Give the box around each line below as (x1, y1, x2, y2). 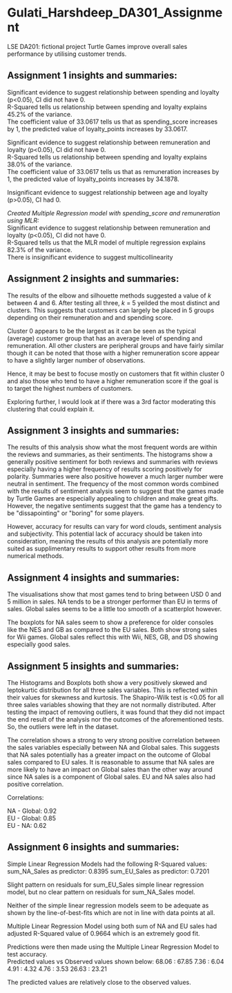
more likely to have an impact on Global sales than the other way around (7, 765, 213, 773)
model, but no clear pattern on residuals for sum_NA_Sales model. (7, 887, 195, 896)
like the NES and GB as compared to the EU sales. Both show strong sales (7, 626, 217, 634)
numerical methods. (7, 552, 64, 560)
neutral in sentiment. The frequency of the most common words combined (7, 480, 219, 488)
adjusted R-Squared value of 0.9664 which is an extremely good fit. (7, 929, 200, 937)
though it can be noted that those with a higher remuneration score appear (7, 349, 220, 357)
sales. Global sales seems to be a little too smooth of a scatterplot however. (7, 605, 222, 613)
